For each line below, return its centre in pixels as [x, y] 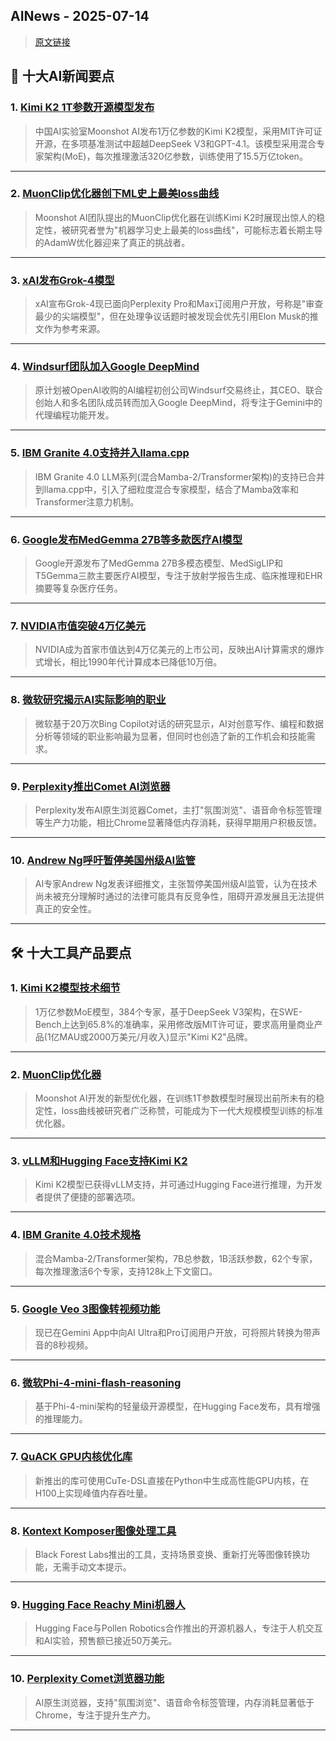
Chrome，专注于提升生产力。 [95, 1715]
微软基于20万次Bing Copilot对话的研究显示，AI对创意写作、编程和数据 [179, 723]
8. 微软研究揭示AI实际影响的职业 [88, 700]
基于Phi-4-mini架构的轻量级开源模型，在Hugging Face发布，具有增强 [177, 1406]
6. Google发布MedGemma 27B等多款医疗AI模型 [126, 539]
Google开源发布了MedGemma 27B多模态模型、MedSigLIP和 [159, 563]
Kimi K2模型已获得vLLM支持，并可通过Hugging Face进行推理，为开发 [178, 1185]
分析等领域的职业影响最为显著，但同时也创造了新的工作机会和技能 [170, 736]
